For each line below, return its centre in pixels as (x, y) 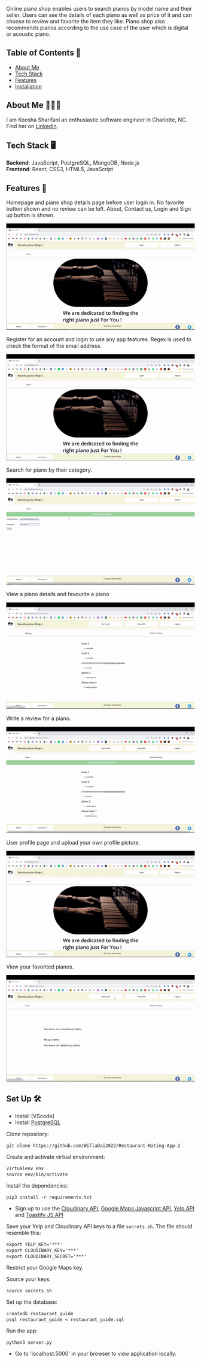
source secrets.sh (29, 1291)
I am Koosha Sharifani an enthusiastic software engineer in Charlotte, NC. (97, 120)
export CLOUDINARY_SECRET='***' (46, 1256)
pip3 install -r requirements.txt (49, 1197)
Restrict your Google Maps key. (45, 1268)
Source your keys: (28, 1279)
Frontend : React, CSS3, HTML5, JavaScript (60, 169)
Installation (28, 86)
